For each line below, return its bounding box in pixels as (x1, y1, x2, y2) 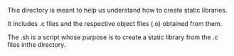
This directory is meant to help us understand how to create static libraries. (7, 6, 228, 14)
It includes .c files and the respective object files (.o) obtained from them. (7, 20, 223, 27)
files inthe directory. (7, 41, 66, 48)
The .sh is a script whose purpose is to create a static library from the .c (7, 33, 218, 41)
